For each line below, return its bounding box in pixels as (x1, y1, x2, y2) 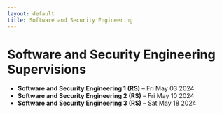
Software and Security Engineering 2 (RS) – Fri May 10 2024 (17, 92, 195, 100)
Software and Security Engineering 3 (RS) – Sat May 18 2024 (17, 99, 197, 108)
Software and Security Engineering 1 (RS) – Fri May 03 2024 (17, 84, 195, 92)
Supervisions (7, 61, 86, 77)
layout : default (7, 10, 55, 17)
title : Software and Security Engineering (7, 17, 133, 24)
